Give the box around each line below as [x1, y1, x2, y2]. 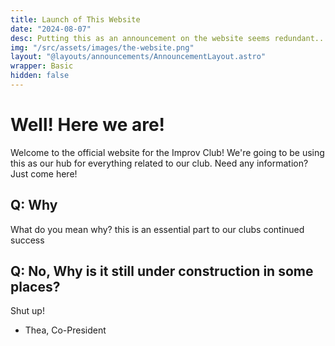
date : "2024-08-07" [10, 24, 92, 34]
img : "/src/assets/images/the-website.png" [10, 42, 195, 53]
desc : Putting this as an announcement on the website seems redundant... [10, 33, 329, 43]
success [10, 234, 45, 246]
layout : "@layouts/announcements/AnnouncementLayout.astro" [10, 52, 267, 62]
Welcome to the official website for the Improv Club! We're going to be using [10, 146, 325, 158]
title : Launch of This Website [10, 14, 141, 25]
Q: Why [10, 197, 58, 214]
